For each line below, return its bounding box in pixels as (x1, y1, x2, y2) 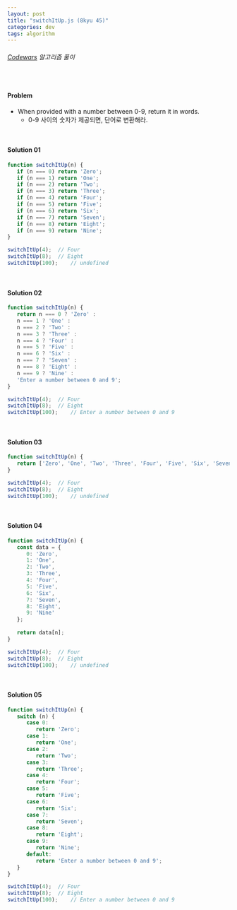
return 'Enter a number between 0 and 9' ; (35, 857, 162, 864)
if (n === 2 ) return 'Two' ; (16, 181, 99, 188)
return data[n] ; (16, 630, 65, 637)
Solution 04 (7, 521, 42, 530)
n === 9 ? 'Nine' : (16, 370, 74, 377)
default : (25, 851, 52, 858)
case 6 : (25, 798, 49, 805)
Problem (7, 91, 33, 100)
